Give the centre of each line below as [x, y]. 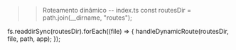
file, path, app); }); [34, 39]
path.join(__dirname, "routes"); [87, 18]
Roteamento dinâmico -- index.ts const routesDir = [117, 10]
